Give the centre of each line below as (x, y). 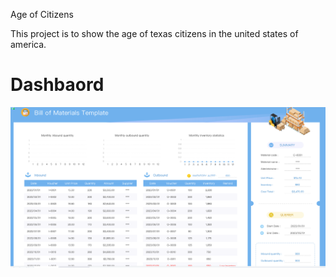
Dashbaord (57, 85)
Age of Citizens (42, 14)
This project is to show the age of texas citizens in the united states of (154, 33)
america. (28, 44)
